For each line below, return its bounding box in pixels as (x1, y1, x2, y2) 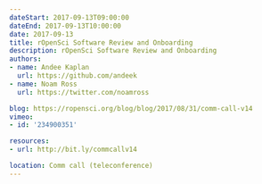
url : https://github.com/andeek (17, 71, 138, 80)
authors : (9, 54, 42, 63)
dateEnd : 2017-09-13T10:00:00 (9, 21, 122, 30)
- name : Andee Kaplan (9, 63, 90, 72)
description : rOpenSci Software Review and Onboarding (9, 46, 217, 55)
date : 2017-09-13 (9, 29, 74, 38)
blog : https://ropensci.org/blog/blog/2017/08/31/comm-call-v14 (9, 104, 253, 113)
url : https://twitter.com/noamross (17, 88, 150, 96)
